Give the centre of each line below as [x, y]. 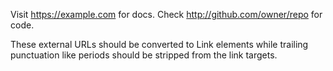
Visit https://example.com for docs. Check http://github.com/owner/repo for [166, 14]
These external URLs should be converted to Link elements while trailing [159, 44]
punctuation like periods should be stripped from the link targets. [144, 55]
